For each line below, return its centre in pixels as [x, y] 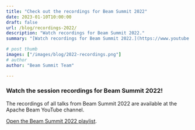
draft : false [22, 22]
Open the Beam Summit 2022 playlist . [52, 121]
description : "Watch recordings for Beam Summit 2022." [75, 33]
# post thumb [22, 49]
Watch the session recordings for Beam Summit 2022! [85, 91]
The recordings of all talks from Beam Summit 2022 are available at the [92, 103]
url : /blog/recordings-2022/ [41, 28]
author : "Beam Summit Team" [40, 65]
